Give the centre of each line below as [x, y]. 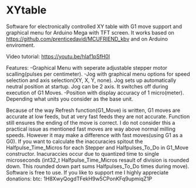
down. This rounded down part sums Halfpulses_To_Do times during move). [98, 166]
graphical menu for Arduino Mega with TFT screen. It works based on [90, 32]
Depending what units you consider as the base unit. [70, 99]
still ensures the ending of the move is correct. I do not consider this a [91, 122]
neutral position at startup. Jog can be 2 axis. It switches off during [87, 86]
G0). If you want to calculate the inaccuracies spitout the [75, 141]
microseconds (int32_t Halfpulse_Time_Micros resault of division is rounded [98, 160]
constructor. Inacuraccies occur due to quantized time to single [83, 153]
